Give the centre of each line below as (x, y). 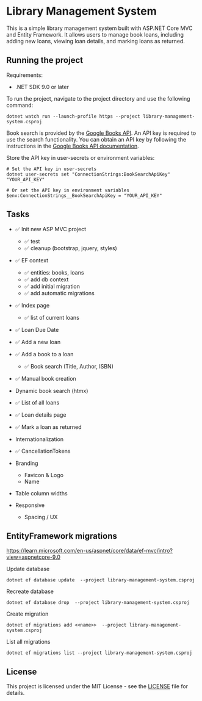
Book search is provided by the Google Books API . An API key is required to (101, 133)
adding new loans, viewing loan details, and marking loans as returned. (96, 41)
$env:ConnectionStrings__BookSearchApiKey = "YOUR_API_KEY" (85, 196)
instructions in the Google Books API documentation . (73, 146)
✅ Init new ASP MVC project (51, 229)
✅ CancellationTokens (43, 451)
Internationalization (39, 439)
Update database (28, 569)
